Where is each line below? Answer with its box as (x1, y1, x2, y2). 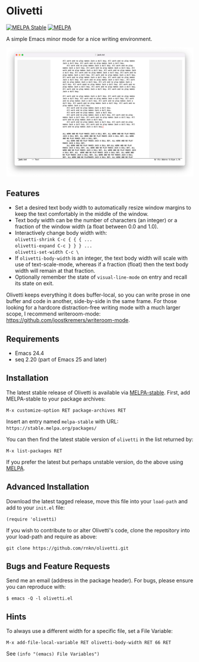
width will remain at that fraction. (14, 267, 96, 275)
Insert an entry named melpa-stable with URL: (6, 418, 119, 425)
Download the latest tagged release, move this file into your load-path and (6, 497, 188, 505)
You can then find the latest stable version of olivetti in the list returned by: (6, 436, 194, 443)
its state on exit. (14, 280, 54, 287)
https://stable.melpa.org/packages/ (6, 425, 97, 431)
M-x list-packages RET (6, 447, 62, 454)
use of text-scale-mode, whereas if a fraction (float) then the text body (14, 261, 189, 268)
